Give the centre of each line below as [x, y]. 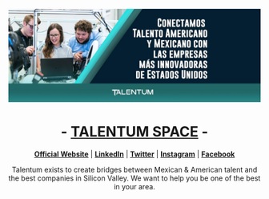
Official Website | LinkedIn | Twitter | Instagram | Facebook [134, 154]
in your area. [134, 186]
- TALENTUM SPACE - [134, 132]
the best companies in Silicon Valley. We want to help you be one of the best [134, 178]
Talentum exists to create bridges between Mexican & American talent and [134, 169]
